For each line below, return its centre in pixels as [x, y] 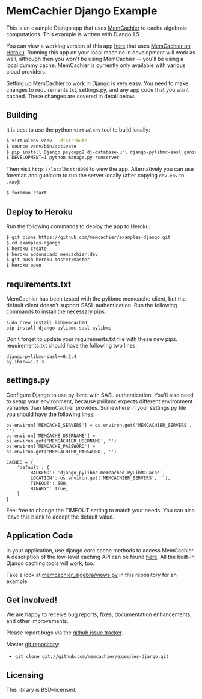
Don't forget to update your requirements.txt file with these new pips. [92, 339]
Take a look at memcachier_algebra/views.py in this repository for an [92, 575]
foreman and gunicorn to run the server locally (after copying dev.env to [95, 176]
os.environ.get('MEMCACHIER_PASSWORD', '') [62, 452]
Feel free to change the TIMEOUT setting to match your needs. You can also [101, 510]
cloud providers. [26, 71]
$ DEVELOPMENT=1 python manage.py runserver [63, 158]
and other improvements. [37, 621]
